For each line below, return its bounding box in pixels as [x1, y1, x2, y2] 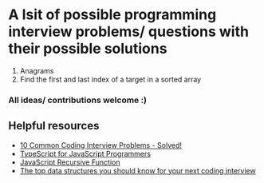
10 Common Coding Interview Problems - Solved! [19, 140, 182, 149]
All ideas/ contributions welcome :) [8, 94, 148, 105]
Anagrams [19, 66, 54, 75]
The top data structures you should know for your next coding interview [19, 165, 257, 175]
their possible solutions [8, 40, 167, 58]
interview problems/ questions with [8, 22, 250, 41]
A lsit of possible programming [8, 6, 217, 24]
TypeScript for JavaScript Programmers [19, 149, 152, 158]
